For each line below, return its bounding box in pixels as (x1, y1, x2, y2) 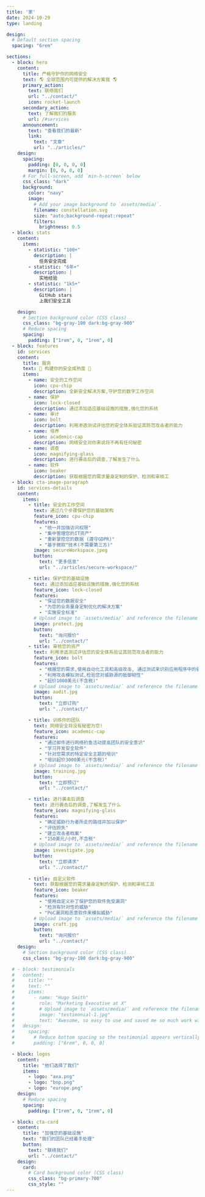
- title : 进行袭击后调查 (28, 796, 85, 802)
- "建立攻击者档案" (38, 830, 82, 837)
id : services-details (17, 485, 72, 491)
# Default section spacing (12, 37, 81, 43)
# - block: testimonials (12, 966, 75, 972)
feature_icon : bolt (33, 655, 84, 661)
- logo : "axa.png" (28, 1074, 75, 1080)
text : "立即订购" (38, 700, 79, 707)
